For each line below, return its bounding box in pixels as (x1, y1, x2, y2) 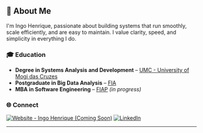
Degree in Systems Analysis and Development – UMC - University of (14, 66, 189, 74)
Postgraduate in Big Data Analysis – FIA (14, 79, 117, 86)
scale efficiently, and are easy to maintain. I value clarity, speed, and (6, 28, 176, 36)
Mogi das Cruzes (14, 73, 58, 80)
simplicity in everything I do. (6, 34, 77, 42)
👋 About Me (6, 6, 51, 16)
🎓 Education (6, 50, 46, 59)
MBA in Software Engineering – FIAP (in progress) (14, 86, 142, 93)
